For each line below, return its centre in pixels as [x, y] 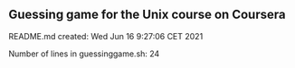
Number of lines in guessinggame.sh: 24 [84, 54]
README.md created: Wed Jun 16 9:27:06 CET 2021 [106, 36]
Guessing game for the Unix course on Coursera [147, 15]
